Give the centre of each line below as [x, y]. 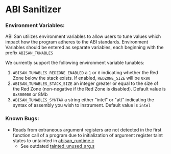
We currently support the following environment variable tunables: [75, 63]
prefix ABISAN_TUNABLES [29, 53]
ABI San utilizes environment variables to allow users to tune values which [83, 36]
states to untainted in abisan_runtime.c [53, 140]
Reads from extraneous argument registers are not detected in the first [87, 129]
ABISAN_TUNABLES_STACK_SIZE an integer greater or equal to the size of [86, 83]
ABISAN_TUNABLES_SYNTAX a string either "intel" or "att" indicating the [83, 100]
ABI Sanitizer [33, 9]
